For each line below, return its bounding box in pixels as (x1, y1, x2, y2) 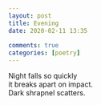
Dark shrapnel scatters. (8, 88, 86, 97)
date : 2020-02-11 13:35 (8, 26, 88, 34)
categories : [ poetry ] (8, 49, 81, 57)
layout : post (8, 11, 52, 20)
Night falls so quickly (8, 71, 78, 80)
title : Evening (8, 19, 59, 27)
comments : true (8, 42, 59, 50)
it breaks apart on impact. (8, 79, 94, 89)
